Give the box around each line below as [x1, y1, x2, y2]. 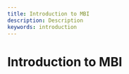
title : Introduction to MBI [7, 10, 90, 18]
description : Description [7, 17, 83, 24]
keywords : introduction [7, 23, 78, 30]
